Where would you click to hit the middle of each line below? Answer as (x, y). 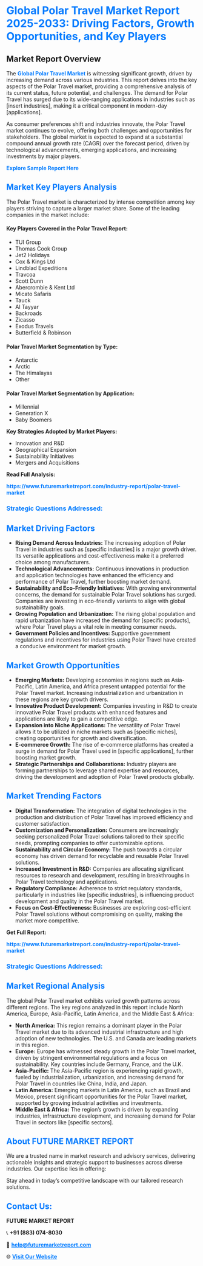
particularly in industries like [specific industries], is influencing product (105, 894)
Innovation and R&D (40, 443)
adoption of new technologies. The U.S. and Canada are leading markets (106, 1038)
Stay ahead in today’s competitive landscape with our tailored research (95, 1181)
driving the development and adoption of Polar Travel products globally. (105, 777)
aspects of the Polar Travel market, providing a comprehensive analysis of (99, 86)
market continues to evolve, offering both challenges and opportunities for (99, 130)
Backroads (28, 313)
